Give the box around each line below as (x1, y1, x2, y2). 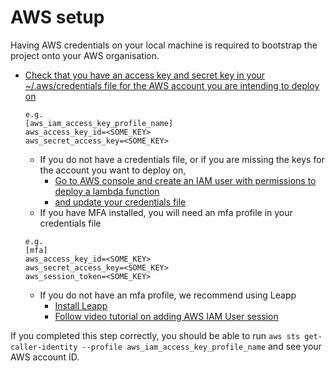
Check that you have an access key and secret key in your (24, 69, 266, 81)
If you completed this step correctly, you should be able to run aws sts (10, 329, 301, 341)
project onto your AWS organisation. (10, 49, 160, 61)
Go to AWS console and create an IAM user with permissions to (54, 174, 317, 186)
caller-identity (10, 342, 78, 352)
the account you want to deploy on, (39, 164, 187, 176)
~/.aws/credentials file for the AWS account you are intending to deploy (24, 79, 320, 91)
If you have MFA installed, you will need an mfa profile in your (39, 206, 293, 218)
